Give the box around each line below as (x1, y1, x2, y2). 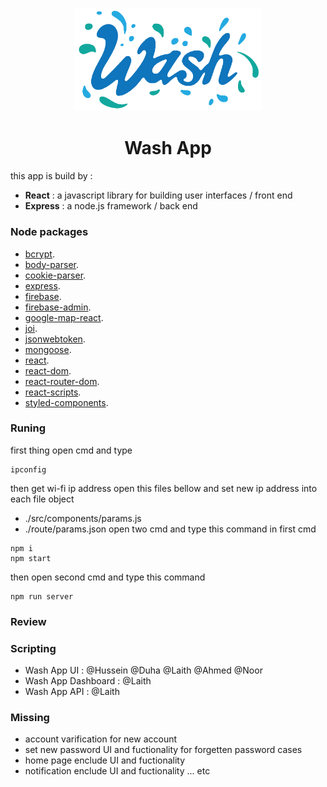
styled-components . (24, 396, 109, 408)
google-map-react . (24, 311, 104, 323)
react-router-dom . (24, 375, 100, 387)
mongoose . (24, 343, 72, 355)
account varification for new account (24, 733, 178, 745)
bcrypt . (24, 248, 55, 260)
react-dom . (24, 364, 72, 377)
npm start (10, 553, 52, 563)
